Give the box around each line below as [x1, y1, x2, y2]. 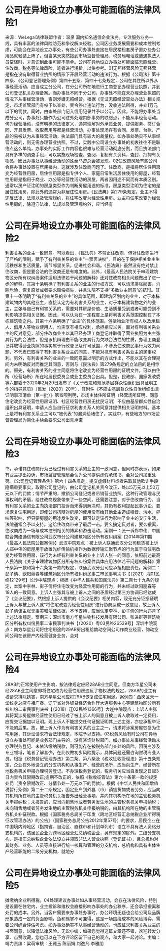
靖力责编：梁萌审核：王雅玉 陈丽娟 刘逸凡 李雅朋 [5, 940, 104, 946]
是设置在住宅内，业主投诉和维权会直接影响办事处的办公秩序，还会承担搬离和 [5, 903, 161, 909]
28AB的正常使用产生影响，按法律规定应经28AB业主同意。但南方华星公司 [5, 681, 153, 687]
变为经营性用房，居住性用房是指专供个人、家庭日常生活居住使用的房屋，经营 [5, 170, 161, 176]
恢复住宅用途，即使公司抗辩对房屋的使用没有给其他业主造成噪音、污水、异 [9, 509, 161, 515]
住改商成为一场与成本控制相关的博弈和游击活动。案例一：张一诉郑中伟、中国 [5, 527, 161, 533]
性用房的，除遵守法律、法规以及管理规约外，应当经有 [5, 201, 113, 207]
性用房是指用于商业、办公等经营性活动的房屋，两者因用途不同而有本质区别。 [5, 176, 161, 182]
